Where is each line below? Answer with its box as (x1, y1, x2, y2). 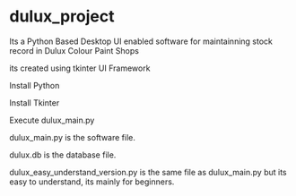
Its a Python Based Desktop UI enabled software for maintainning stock (9, 36, 274, 47)
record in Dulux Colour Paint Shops (9, 45, 139, 55)
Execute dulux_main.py (9, 115, 95, 125)
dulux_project (9, 6, 115, 27)
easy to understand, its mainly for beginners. (9, 176, 175, 187)
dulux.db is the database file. (9, 149, 117, 160)
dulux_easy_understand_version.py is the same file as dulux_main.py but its (9, 166, 287, 177)
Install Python (9, 80, 60, 90)
